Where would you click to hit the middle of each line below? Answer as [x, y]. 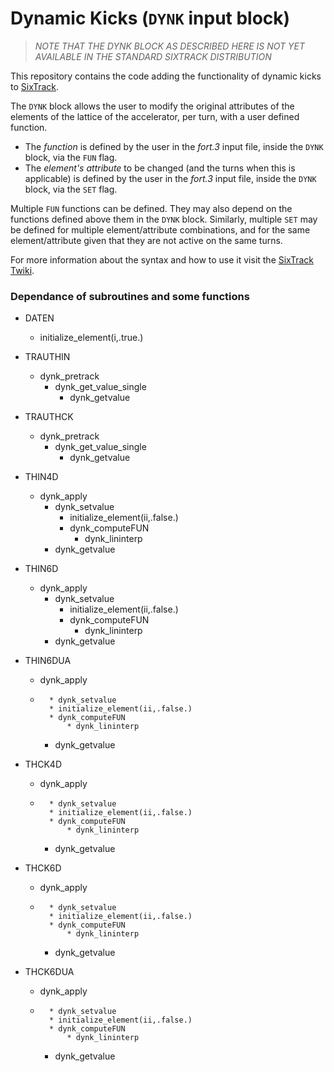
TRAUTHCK [49, 417]
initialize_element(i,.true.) [91, 338]
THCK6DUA [49, 972]
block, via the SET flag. [71, 189]
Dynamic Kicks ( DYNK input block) [150, 18]
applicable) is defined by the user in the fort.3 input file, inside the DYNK [170, 178]
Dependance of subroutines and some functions [130, 296]
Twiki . [22, 270]
